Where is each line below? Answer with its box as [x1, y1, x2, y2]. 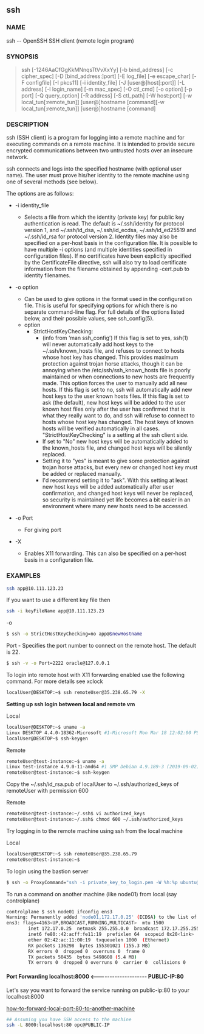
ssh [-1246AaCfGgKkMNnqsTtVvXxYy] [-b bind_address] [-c [21, 66, 174, 73]
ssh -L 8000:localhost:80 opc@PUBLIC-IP [6, 1022, 110, 1029]
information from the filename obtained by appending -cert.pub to [24, 265, 190, 273]
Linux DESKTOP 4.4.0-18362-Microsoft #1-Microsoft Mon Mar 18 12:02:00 [6, 729, 191, 736]
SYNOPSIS [6, 52, 39, 60]
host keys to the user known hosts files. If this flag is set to [42, 392, 189, 400]
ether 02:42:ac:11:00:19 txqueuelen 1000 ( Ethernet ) [28, 937, 170, 943]
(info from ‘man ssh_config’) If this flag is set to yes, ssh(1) [42, 335, 188, 342]
